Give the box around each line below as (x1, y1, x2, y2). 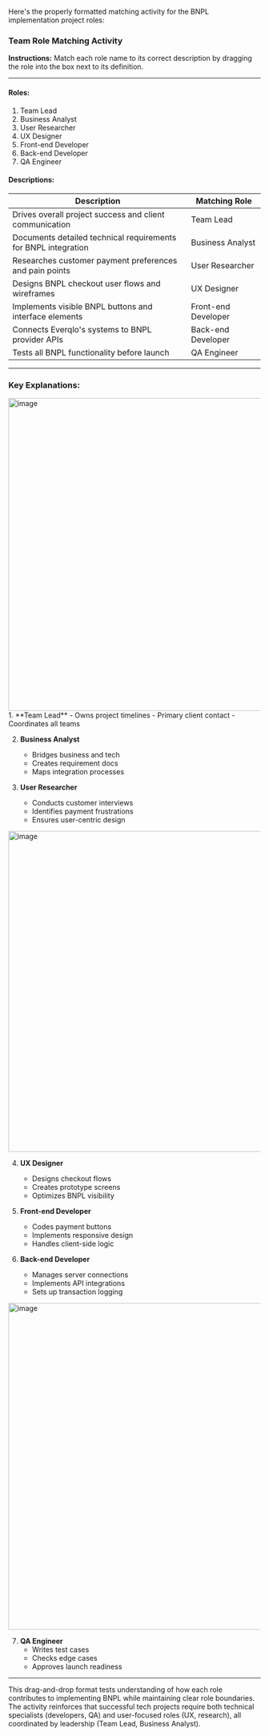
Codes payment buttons (31, 1222, 112, 1232)
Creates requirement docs (31, 758, 118, 768)
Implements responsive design (31, 1231, 134, 1240)
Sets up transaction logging (31, 1287, 123, 1296)
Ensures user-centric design (31, 815, 126, 824)
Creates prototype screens (31, 1183, 121, 1191)
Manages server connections (31, 1270, 129, 1280)
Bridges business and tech (31, 750, 120, 759)
